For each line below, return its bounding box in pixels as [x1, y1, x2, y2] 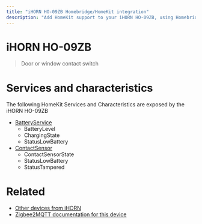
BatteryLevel [23, 126, 56, 133]
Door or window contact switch [20, 60, 99, 67]
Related [6, 184, 45, 198]
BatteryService [14, 119, 52, 126]
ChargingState [23, 132, 60, 139]
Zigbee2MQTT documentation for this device [14, 211, 127, 218]
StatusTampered [23, 163, 65, 171]
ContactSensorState [23, 151, 75, 158]
